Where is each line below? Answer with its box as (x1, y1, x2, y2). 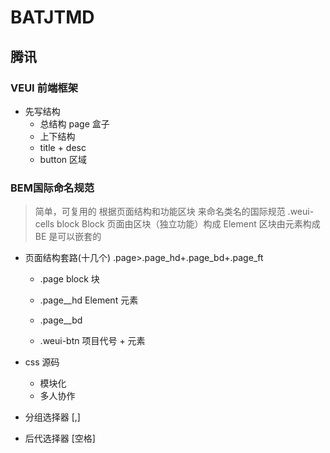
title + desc (39, 141, 87, 153)
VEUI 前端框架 (10, 81, 79, 95)
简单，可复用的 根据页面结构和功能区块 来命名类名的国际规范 (34, 206, 286, 218)
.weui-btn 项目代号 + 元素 (39, 335, 146, 347)
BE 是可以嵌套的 (34, 231, 102, 243)
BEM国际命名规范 (10, 181, 95, 195)
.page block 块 (39, 273, 100, 285)
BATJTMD (10, 6, 95, 29)
